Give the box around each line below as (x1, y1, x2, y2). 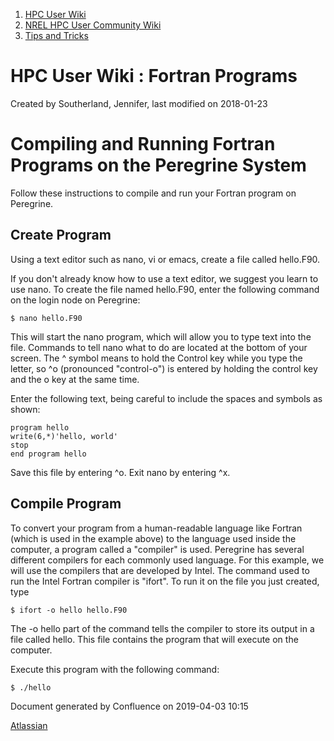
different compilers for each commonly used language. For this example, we (10, 554, 325, 566)
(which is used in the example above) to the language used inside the (10, 532, 297, 544)
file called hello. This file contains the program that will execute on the (10, 633, 299, 645)
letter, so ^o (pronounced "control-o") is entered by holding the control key (10, 362, 318, 374)
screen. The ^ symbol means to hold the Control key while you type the (10, 352, 303, 364)
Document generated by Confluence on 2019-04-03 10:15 (10, 700, 249, 712)
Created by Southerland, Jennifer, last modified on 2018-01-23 (10, 97, 268, 109)
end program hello (10, 449, 87, 459)
